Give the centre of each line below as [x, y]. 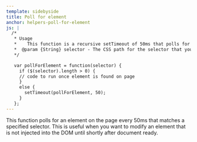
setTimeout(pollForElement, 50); [65, 93]
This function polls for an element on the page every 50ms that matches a [95, 120]
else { [27, 87]
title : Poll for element [36, 17]
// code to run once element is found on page [77, 77]
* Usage [23, 39]
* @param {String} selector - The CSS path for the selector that [98, 50]
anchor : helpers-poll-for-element [48, 22]
